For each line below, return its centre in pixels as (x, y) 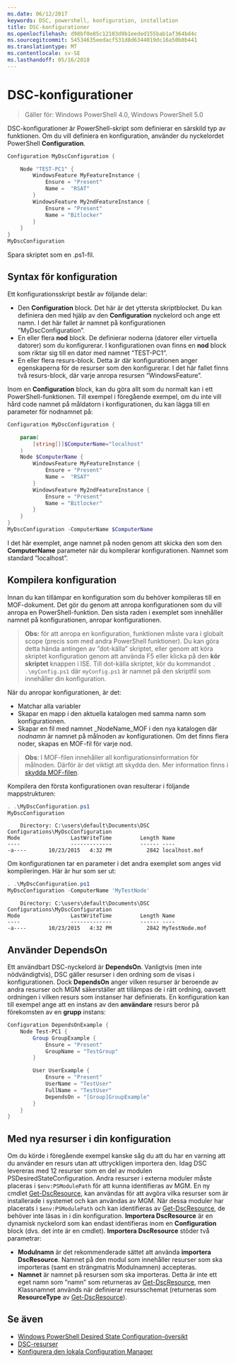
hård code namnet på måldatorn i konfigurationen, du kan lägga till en (108, 404)
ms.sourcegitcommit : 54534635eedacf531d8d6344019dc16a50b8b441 (102, 40)
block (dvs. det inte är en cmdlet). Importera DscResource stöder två (108, 1231)
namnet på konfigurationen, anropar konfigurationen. (84, 620)
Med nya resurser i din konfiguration (89, 1138)
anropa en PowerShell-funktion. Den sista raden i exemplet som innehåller (115, 612)
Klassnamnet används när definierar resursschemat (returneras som (117, 1290)
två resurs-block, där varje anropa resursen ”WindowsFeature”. (110, 375)
